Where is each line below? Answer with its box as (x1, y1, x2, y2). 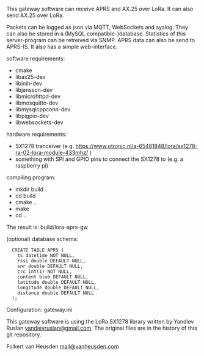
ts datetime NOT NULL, (17, 253, 75, 259)
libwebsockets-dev (15, 119, 64, 126)
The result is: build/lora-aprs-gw (6, 223, 89, 231)
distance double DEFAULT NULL (17, 290, 95, 296)
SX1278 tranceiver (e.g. (15, 143, 75, 149)
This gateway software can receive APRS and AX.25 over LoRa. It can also (6, 6, 194, 12)
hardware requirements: (6, 131, 67, 138)
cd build (15, 192, 36, 199)
